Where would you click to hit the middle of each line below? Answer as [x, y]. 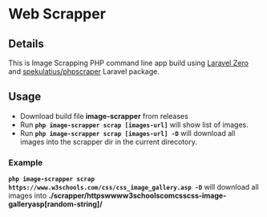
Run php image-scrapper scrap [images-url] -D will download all [127, 133]
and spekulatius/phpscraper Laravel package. [84, 72]
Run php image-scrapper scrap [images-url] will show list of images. [134, 125]
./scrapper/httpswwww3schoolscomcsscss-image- [138, 196]
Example [26, 162]
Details [26, 44]
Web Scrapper [57, 14]
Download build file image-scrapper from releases [104, 116]
